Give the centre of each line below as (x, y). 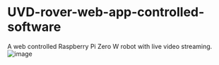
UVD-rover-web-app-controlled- (106, 12)
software (34, 27)
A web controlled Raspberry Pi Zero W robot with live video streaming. (110, 46)
